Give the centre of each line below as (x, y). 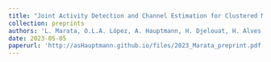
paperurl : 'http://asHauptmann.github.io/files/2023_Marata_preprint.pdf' (137, 46)
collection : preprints (46, 23)
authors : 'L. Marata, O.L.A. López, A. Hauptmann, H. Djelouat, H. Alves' (137, 31)
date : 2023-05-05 (38, 38)
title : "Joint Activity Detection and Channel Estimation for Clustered (133, 16)
